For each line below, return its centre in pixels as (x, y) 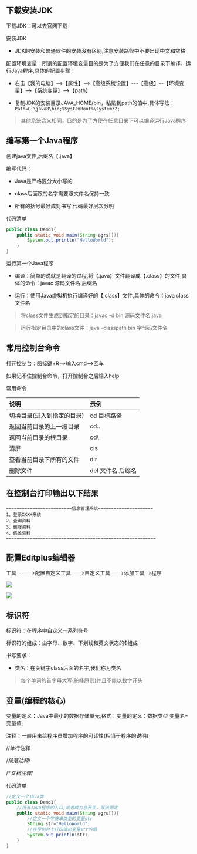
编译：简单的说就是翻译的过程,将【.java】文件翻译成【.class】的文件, (98, 276)
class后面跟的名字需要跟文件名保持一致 (62, 193)
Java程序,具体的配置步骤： (43, 70)
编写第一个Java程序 (42, 141)
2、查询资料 (18, 521)
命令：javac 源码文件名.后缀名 (61, 283)
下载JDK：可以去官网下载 (37, 26)
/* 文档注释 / (20, 773)
